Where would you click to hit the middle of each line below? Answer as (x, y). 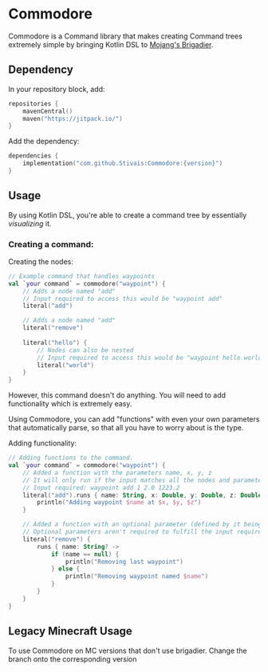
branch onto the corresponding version (73, 659)
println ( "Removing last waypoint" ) (124, 562)
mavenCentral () (48, 111)
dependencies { (33, 156)
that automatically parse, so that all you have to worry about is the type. (126, 428)
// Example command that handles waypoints (82, 276)
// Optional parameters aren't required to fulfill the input (128, 532)
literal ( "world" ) (65, 365)
